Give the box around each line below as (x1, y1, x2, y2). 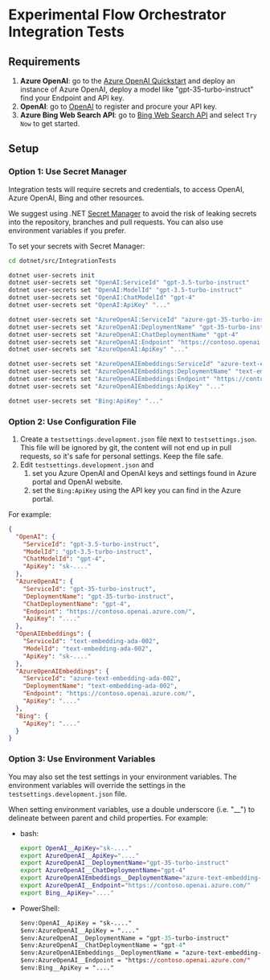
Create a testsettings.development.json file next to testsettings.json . (19, 434, 257, 444)
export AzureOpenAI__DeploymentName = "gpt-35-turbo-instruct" (19, 859, 230, 867)
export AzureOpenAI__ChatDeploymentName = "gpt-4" (19, 867, 186, 875)
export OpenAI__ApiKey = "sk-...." (19, 844, 133, 852)
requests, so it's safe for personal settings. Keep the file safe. (19, 451, 223, 461)
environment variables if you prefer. (8, 225, 127, 235)
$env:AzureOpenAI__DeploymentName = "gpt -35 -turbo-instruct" (19, 934, 230, 942)
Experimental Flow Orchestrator (8, 6, 227, 24)
